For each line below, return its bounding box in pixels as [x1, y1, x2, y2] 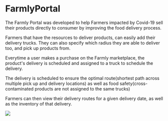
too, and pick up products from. [5, 45, 71, 51]
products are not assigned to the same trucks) [35, 85, 130, 91]
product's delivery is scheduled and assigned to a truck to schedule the [5, 60, 153, 66]
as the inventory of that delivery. [5, 100, 72, 106]
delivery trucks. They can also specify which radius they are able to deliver [5, 39, 160, 45]
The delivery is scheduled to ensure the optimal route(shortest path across [5, 75, 159, 81]
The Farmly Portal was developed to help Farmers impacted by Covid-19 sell [5, 19, 163, 25]
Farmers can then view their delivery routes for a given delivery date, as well [5, 95, 163, 101]
